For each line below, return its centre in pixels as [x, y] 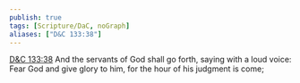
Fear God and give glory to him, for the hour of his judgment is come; [137, 69]
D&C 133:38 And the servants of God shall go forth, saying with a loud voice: [150, 60]
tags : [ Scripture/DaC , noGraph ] [69, 26]
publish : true [36, 17]
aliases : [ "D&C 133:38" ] [56, 34]
